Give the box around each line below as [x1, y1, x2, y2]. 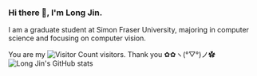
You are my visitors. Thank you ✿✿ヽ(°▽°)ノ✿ [8, 50, 215, 59]
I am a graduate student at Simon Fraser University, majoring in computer [8, 25, 250, 35]
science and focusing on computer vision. [8, 33, 146, 43]
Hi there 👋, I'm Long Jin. [8, 7, 103, 18]
